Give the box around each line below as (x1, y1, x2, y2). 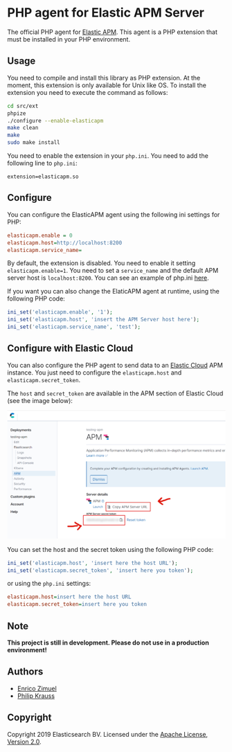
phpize (7, 109, 26, 117)
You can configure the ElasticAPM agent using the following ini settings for (7, 210, 220, 219)
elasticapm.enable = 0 (7, 232, 73, 239)
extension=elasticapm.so (7, 173, 79, 180)
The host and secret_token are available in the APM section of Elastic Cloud (7, 389, 224, 397)
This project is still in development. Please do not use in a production (7, 638, 209, 647)
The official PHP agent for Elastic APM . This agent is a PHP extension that (7, 28, 218, 36)
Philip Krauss (17, 691, 55, 700)
